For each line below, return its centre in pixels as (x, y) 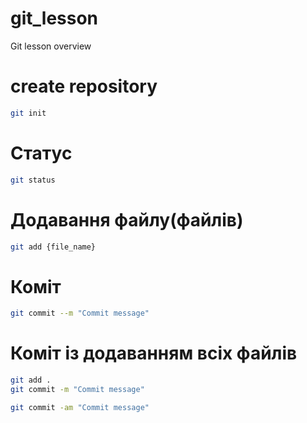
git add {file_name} (53, 247)
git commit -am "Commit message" (80, 407)
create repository (84, 86)
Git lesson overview (51, 46)
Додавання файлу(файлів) (127, 219)
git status (33, 180)
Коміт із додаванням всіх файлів (154, 353)
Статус (41, 153)
